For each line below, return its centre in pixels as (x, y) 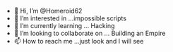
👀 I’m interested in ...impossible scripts (70, 18)
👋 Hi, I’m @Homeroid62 (48, 11)
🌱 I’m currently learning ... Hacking (64, 26)
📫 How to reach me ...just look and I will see (79, 41)
